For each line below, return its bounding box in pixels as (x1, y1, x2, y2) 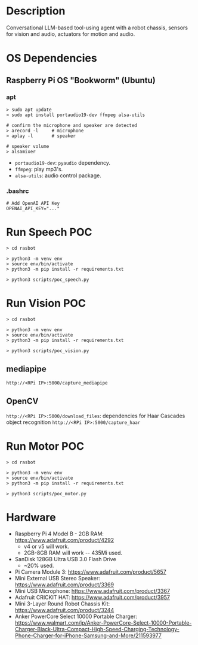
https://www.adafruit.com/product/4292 (14, 537, 115, 544)
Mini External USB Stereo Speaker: (14, 575, 100, 582)
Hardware (6, 510, 56, 524)
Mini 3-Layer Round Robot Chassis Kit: (14, 600, 110, 607)
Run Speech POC (6, 226, 92, 239)
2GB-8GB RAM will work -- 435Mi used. (23, 549, 123, 556)
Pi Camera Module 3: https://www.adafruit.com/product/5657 (14, 568, 166, 576)
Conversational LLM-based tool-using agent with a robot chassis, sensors (6, 24, 188, 31)
